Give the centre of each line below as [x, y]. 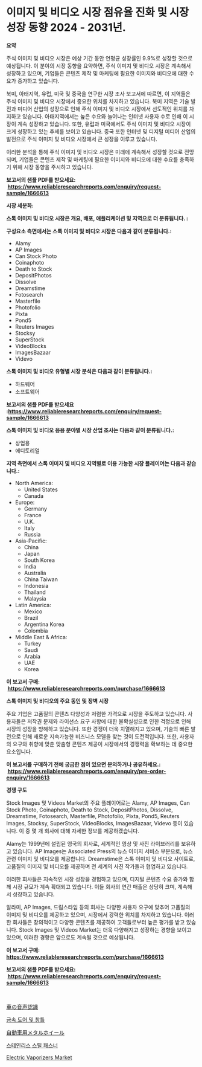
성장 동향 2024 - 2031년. [66, 27]
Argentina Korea [44, 624]
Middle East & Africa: [41, 637]
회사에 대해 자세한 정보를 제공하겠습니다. [92, 831]
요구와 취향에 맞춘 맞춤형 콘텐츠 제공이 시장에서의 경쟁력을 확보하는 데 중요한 [103, 744]
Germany [35, 509]
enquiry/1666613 [28, 778]
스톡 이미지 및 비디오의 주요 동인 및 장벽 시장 [58, 701]
